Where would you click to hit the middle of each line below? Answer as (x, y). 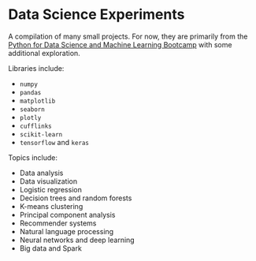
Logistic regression (51, 189)
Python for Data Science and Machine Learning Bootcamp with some (120, 44)
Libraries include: (36, 68)
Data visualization (48, 181)
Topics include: (33, 157)
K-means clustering (51, 206)
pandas (30, 92)
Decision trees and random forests (76, 198)
